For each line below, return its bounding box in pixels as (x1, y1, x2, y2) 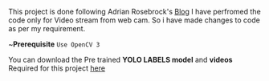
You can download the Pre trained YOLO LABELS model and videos (8, 55, 233, 64)
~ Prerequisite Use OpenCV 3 (8, 39, 100, 49)
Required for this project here (8, 63, 106, 73)
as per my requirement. (8, 24, 86, 33)
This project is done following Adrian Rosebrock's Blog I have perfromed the (8, 7, 261, 16)
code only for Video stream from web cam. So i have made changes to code (8, 15, 261, 25)
